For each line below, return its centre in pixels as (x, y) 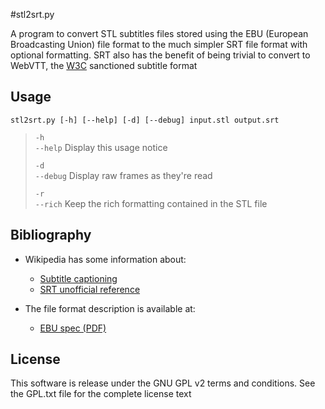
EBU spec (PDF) (73, 328)
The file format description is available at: (110, 308)
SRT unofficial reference (90, 289)
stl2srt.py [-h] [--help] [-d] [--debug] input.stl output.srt (145, 120)
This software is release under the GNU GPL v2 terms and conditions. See (163, 383)
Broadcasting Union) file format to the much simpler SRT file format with (159, 44)
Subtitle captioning (78, 278)
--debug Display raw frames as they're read (123, 175)
